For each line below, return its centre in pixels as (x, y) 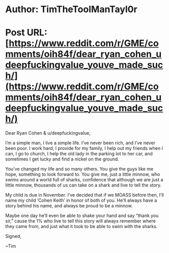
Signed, (13, 236)
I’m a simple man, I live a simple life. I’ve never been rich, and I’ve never (80, 143)
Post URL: (26, 33)
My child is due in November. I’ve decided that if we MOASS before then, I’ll (84, 195)
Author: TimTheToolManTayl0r (71, 9)
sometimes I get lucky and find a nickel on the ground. (62, 159)
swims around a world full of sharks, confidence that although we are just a (84, 180)
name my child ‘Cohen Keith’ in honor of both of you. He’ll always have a (81, 200)
